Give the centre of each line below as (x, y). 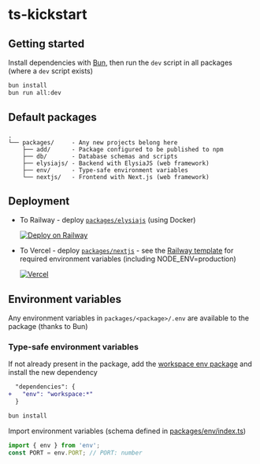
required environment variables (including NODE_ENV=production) (128, 259)
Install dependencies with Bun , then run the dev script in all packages (120, 62)
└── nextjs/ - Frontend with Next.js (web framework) (116, 177)
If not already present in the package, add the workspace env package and (130, 364)
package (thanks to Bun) (48, 327)
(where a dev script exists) (50, 71)
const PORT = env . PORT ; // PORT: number (76, 453)
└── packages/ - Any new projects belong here (93, 142)
